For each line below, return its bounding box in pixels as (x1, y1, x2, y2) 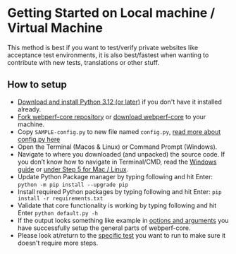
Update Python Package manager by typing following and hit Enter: (17, 172, 213, 181)
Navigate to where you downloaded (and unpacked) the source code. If (17, 150, 225, 158)
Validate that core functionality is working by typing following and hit (17, 201, 217, 210)
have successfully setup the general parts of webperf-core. (17, 224, 192, 232)
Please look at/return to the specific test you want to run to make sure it (17, 231, 226, 239)
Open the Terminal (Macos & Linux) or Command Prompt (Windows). (17, 143, 218, 151)
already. (17, 104, 42, 114)
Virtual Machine (7, 20, 104, 36)
